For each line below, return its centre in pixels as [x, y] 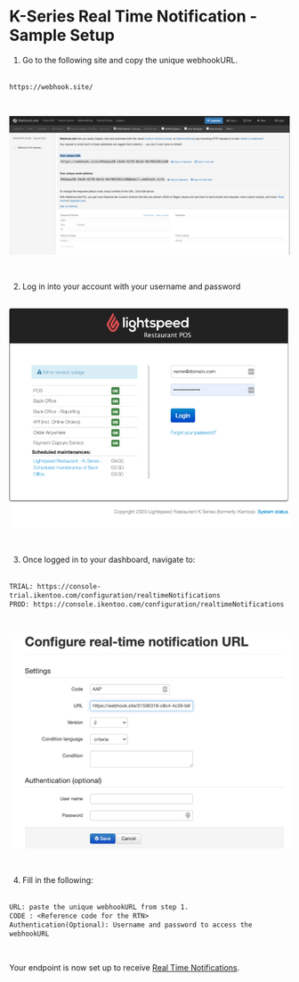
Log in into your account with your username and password [131, 286]
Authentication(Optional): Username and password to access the [131, 925]
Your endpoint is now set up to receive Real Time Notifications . [125, 967]
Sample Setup [62, 35]
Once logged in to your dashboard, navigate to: [109, 559]
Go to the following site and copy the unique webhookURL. [130, 60]
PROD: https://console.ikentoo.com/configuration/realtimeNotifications [147, 604]
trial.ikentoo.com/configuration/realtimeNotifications [115, 595]
